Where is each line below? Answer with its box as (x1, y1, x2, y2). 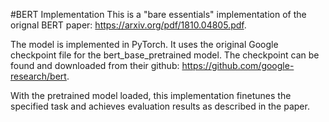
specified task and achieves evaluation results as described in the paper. (10, 100, 310, 112)
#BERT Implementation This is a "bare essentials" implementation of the (10, 9, 307, 20)
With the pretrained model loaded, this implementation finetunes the (10, 90, 292, 101)
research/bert (10, 70, 67, 82)
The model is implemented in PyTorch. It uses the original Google (10, 39, 279, 50)
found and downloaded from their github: (10, 60, 180, 71)
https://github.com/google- (181, 60, 295, 71)
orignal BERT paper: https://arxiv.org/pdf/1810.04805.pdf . (10, 19, 247, 31)
